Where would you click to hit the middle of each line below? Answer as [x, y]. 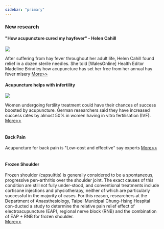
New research [22, 26]
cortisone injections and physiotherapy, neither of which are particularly [78, 190]
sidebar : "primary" [25, 10]
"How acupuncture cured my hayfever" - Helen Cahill [61, 38]
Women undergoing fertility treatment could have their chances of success [81, 105]
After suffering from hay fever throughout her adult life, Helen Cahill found [80, 58]
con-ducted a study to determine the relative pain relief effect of [70, 206]
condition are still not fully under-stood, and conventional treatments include [82, 186]
